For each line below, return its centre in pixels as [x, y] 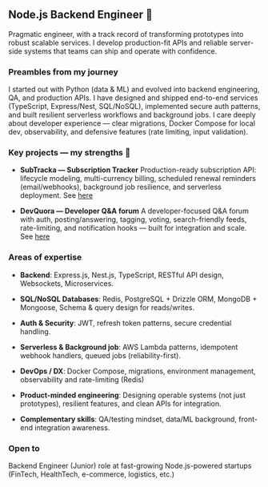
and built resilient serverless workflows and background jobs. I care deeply [132, 115]
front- [248, 419]
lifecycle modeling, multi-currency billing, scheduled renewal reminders [138, 179]
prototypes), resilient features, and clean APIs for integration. [120, 403]
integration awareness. [72, 427]
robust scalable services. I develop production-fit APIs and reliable [118, 42]
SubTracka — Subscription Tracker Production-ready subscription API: [138, 170]
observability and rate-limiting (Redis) [82, 379]
